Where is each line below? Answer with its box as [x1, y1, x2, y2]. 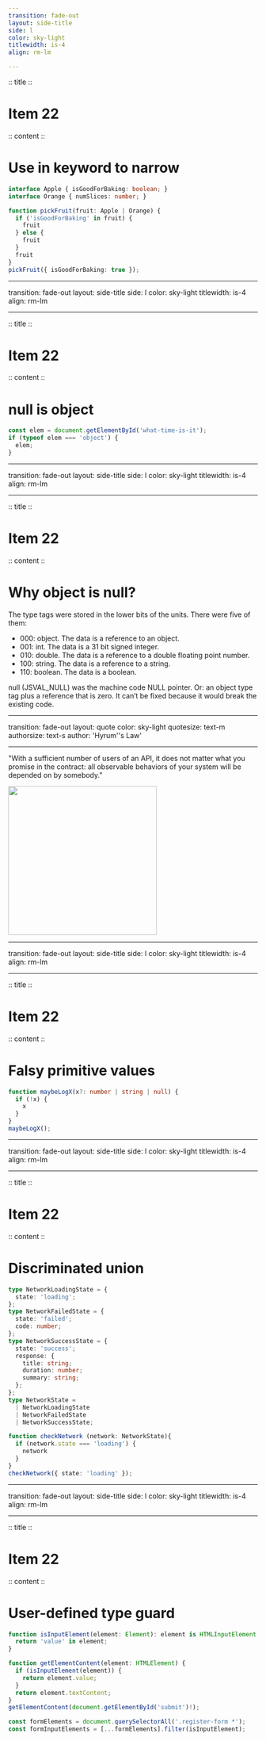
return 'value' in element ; [15, 1638, 108, 1646]
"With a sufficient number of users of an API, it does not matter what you [8, 753, 245, 763]
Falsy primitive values [8, 1062, 156, 1079]
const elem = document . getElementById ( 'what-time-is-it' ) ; [8, 427, 207, 434]
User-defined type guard [8, 1604, 176, 1622]
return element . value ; [22, 1674, 97, 1682]
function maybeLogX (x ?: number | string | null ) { [8, 1088, 179, 1096]
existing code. [8, 699, 55, 709]
